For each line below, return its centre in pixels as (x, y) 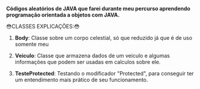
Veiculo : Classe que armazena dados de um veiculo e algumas (92, 55)
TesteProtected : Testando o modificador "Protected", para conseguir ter (104, 73)
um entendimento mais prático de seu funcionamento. (81, 80)
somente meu (32, 44)
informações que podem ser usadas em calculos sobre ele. (88, 62)
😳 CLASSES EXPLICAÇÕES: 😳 (43, 26)
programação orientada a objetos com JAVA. (63, 15)
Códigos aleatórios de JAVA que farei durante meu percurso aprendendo (99, 9)
